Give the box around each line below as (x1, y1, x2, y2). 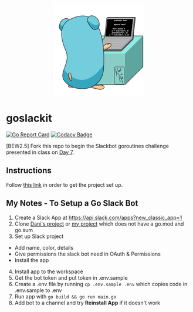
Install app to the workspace (14, 268, 84, 275)
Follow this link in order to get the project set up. (6, 181, 123, 188)
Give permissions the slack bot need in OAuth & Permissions (14, 250, 161, 257)
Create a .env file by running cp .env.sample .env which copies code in (14, 280, 188, 287)
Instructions (6, 166, 52, 176)
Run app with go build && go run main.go (14, 293, 117, 300)
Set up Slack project (14, 233, 64, 240)
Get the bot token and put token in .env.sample (14, 274, 128, 281)
